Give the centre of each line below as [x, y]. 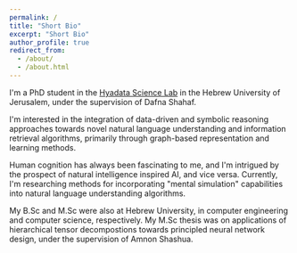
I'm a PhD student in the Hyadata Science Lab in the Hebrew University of [145, 92]
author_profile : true [49, 42]
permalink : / [33, 17]
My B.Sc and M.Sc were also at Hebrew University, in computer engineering [148, 210]
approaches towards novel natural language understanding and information [148, 128]
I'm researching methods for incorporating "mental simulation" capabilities [146, 184]
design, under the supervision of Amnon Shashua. [101, 239]
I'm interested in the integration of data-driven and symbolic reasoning [139, 119]
